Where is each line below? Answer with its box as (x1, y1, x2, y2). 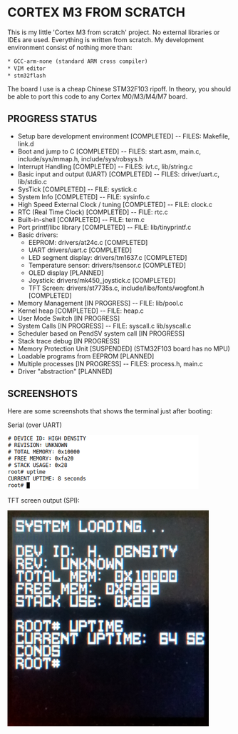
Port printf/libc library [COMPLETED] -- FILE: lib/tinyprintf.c (17, 223, 192, 231)
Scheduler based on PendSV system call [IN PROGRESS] (17, 329, 185, 338)
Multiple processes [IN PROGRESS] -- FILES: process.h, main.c (17, 359, 203, 368)
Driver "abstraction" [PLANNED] (17, 367, 113, 376)
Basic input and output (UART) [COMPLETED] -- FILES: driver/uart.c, (17, 169, 219, 179)
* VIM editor (7, 65, 46, 72)
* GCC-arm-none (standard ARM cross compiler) (7, 58, 148, 65)
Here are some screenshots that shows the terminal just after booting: (7, 406, 212, 415)
